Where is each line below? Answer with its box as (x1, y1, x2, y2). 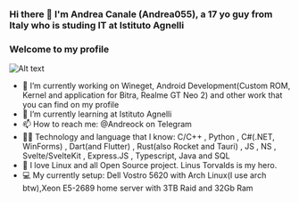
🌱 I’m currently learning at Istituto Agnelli (21, 109, 172, 119)
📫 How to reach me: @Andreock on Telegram (21, 119, 192, 130)
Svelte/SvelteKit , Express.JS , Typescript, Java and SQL (21, 150, 230, 161)
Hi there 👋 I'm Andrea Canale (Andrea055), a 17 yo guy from (9, 8, 273, 20)
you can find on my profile (21, 100, 120, 110)
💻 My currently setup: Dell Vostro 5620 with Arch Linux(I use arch (21, 170, 267, 181)
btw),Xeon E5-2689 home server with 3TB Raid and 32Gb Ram (21, 182, 253, 194)
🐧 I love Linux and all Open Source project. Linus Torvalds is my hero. (21, 160, 278, 171)
